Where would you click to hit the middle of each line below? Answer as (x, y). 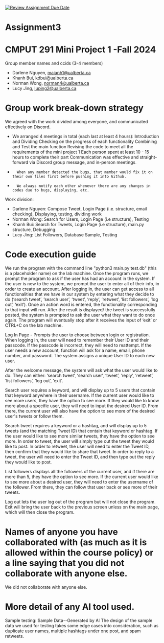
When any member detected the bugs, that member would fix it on (85, 172)
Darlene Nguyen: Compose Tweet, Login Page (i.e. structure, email (80, 209)
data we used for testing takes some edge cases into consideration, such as (82, 625)
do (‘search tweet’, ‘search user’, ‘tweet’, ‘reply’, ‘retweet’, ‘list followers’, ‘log (82, 299)
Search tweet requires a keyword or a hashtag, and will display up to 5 (76, 425)
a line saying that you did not (65, 563)
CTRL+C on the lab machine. (34, 325)
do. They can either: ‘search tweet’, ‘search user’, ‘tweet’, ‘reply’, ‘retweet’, (79, 375)
